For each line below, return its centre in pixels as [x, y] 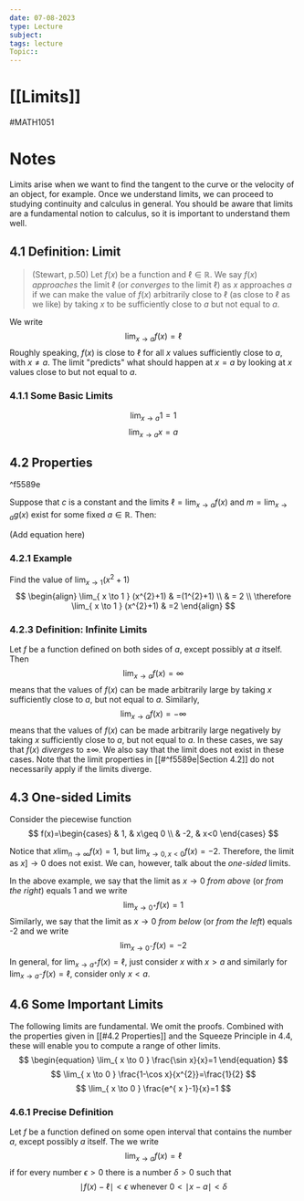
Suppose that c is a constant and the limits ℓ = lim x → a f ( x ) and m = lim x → [148, 503]
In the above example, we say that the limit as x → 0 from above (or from [147, 881]
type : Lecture [37, 26]
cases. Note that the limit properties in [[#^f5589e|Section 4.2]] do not [142, 759]
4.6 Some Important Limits [87, 1004]
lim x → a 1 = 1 [153, 416]
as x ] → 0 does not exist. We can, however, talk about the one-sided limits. [150, 863]
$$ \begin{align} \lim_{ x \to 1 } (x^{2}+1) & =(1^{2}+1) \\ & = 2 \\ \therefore [153, 596]
